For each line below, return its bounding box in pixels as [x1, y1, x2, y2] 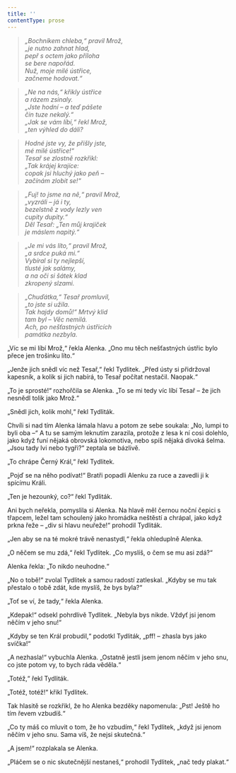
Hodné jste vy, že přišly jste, [24, 138, 107, 147]
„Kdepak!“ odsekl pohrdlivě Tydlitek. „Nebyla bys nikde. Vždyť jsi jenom [7, 610, 216, 619]
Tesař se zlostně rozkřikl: [24, 153, 98, 163]
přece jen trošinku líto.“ [7, 351, 76, 360]
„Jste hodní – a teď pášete [24, 102, 102, 111]
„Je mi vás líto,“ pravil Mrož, [24, 241, 108, 249]
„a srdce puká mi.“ [24, 249, 80, 257]
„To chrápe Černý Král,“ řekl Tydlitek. [7, 457, 115, 466]
